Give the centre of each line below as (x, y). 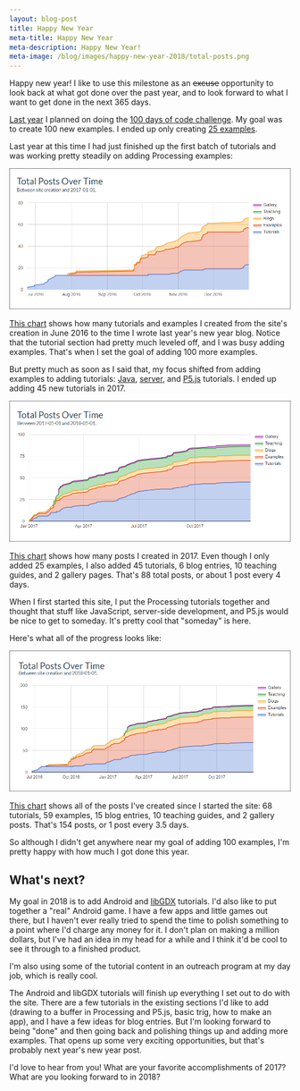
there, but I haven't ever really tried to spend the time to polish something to (149, 920)
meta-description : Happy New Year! (75, 47)
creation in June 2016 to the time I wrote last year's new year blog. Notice (145, 333)
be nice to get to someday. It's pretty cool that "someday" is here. (130, 621)
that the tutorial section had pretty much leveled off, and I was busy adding (147, 343)
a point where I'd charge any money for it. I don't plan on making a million (144, 929)
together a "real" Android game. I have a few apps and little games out (138, 910)
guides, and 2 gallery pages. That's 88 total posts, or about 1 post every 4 (145, 575)
